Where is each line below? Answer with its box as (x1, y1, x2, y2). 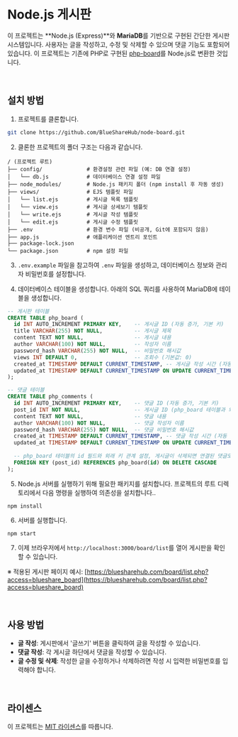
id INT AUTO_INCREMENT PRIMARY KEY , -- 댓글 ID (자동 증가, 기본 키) (13, 400, 220, 407)
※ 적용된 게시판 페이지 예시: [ (7, 567, 87, 576)
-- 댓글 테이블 (7, 386, 45, 394)
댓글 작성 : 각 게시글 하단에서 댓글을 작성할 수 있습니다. (17, 648, 166, 657)
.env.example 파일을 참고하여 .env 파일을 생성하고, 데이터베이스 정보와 (17, 261, 215, 269)
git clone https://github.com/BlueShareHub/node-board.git (7, 129, 186, 136)
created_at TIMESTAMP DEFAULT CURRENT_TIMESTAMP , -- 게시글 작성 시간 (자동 (13, 360, 232, 368)
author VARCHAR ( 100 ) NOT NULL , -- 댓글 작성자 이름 (13, 420, 184, 427)
